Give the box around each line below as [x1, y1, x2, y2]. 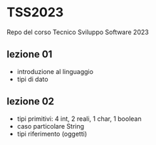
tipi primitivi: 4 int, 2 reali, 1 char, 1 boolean [16, 114, 142, 123]
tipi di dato [16, 75, 48, 83]
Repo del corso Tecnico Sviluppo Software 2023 [6, 28, 149, 36]
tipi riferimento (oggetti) [16, 129, 88, 138]
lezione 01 [6, 48, 53, 60]
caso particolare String [16, 122, 85, 130]
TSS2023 [6, 4, 64, 21]
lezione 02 [6, 95, 55, 107]
